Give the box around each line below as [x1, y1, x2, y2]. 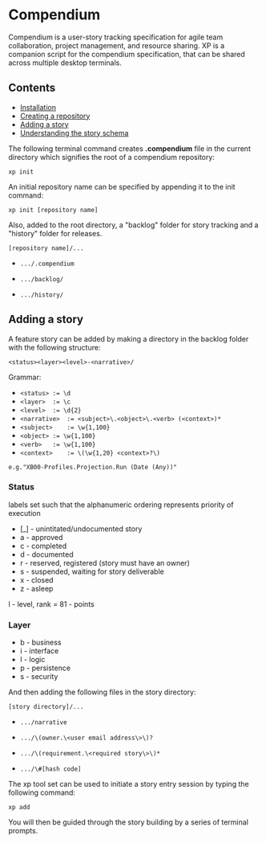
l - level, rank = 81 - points [8, 599, 95, 608]
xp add [8, 804, 30, 812]
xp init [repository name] [8, 206, 99, 214]
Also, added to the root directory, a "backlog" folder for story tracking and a [8, 219, 259, 230]
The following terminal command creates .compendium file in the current [8, 143, 251, 153]
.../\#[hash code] [19, 765, 82, 773]
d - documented [19, 549, 74, 559]
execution [8, 508, 42, 518]
